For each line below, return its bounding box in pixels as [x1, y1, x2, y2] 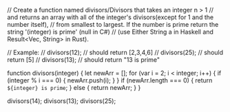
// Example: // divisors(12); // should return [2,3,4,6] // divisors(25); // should [7, 48, 224, 56]
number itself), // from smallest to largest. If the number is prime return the [7, 21, 219, 28]
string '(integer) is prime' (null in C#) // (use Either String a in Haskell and [7, 27, 213, 36]
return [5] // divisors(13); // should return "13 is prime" [7, 56, 160, 64]
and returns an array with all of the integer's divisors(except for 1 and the [7, 13, 214, 21]
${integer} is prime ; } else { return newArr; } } [7, 84, 141, 91]
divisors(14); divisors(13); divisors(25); [7, 97, 116, 105]
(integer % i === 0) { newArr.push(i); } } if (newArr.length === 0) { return [7, 76, 213, 85]
